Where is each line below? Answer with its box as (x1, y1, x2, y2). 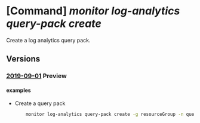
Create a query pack (14, 100, 66, 107)
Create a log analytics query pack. (6, 36, 91, 44)
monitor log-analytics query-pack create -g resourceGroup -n (26, 112, 184, 118)
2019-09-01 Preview (6, 72, 67, 80)
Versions (6, 54, 41, 64)
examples (6, 87, 31, 94)
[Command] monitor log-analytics (6, 4, 180, 18)
